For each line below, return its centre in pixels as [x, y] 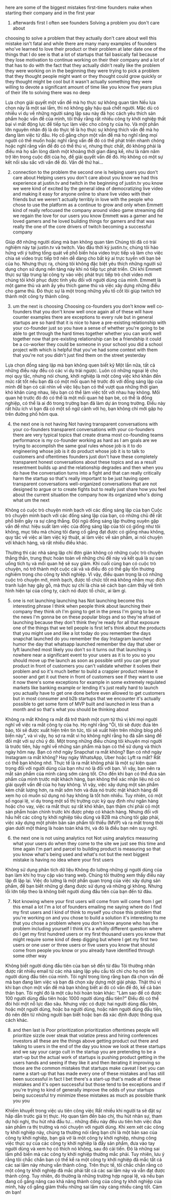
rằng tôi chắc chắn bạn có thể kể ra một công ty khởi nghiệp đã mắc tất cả [84, 1160]
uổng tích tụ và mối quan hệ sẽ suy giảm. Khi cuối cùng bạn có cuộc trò [81, 563]
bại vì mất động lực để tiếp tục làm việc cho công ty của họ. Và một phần [82, 124]
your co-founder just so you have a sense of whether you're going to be [88, 328]
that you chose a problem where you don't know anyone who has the [86, 923]
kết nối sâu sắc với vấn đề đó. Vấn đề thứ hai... [54, 162]
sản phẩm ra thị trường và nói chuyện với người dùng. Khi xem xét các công [85, 1127]
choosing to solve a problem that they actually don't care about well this [81, 38]
